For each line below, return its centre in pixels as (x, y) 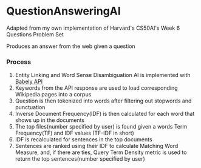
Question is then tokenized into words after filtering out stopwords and (103, 101)
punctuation (30, 107)
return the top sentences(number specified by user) (80, 159)
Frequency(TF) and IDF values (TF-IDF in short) (75, 133)
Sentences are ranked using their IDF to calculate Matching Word (97, 146)
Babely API (29, 82)
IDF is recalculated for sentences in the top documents (84, 139)
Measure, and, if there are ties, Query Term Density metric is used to (101, 152)
